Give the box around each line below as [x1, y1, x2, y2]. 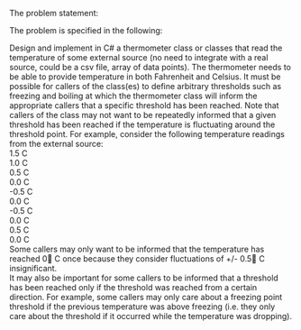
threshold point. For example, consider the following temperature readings [9, 129, 286, 139]
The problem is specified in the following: [9, 25, 163, 35]
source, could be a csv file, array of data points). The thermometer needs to [9, 62, 291, 72]
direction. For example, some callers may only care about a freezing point [9, 292, 283, 302]
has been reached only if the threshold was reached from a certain [9, 282, 258, 292]
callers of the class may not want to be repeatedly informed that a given [9, 110, 277, 120]
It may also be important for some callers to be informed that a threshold [9, 272, 279, 283]
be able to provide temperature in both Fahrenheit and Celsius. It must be [9, 71, 281, 82]
